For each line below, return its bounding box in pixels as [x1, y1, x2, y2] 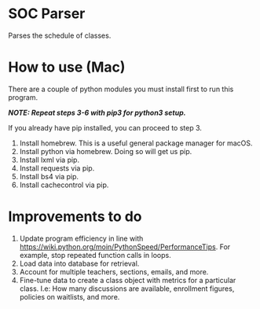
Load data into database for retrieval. [19, 259, 140, 268]
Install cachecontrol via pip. [19, 180, 109, 189]
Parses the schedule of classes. [8, 31, 112, 40]
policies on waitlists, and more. [19, 292, 120, 301]
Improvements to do [8, 208, 143, 226]
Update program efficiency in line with [19, 234, 144, 243]
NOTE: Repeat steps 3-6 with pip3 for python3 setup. [8, 108, 186, 117]
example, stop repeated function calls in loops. [19, 250, 171, 259]
